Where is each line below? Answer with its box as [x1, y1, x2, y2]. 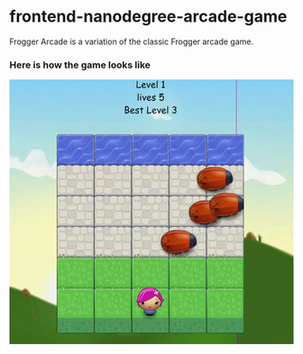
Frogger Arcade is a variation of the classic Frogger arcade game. [9, 36, 254, 47]
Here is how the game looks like [9, 59, 151, 71]
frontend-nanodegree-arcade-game [9, 6, 288, 27]
